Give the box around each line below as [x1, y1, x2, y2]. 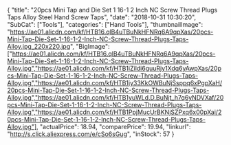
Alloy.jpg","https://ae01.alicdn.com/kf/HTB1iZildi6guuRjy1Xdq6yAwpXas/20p [7, 65, 222, 72]
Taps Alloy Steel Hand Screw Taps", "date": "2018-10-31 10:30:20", [7, 13, 197, 21]
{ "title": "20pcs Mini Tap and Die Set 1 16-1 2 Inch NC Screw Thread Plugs [7, 6, 218, 14]
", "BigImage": [69, 43, 110, 50]
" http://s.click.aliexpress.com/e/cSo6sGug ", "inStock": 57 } [7, 130, 175, 138]
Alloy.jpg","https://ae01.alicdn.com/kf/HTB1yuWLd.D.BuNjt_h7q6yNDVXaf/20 [7, 93, 224, 102]
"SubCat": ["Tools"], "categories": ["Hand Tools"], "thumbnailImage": [7, 21, 203, 28]
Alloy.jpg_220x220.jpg [7, 43, 71, 50]
